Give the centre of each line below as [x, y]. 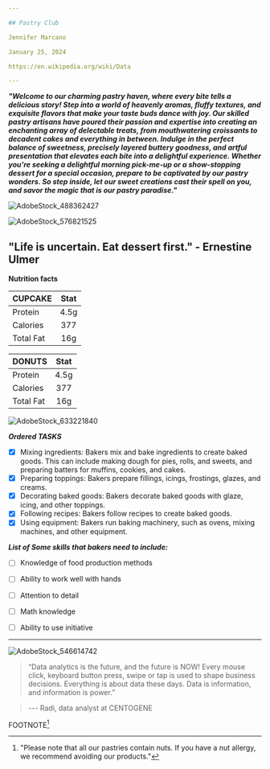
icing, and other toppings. [63, 505]
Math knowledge [48, 611]
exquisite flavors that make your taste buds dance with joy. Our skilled [129, 113]
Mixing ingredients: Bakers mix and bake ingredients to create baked [133, 452]
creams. [33, 487]
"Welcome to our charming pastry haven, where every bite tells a [120, 97]
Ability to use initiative [56, 627]
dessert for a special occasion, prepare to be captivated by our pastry [129, 173]
